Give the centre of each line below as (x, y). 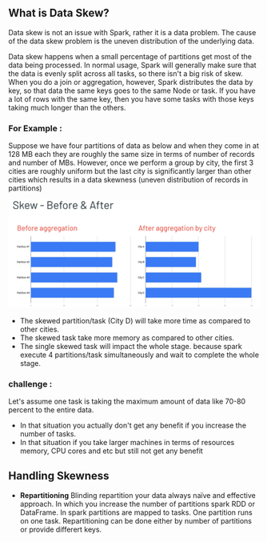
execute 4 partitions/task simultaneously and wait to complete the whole (139, 355)
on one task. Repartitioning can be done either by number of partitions (135, 520)
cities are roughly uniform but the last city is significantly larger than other (130, 171)
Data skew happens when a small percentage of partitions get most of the (130, 56)
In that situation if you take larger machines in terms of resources (127, 442)
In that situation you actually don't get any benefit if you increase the (133, 425)
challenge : (30, 383)
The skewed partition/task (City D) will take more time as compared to (135, 320)
